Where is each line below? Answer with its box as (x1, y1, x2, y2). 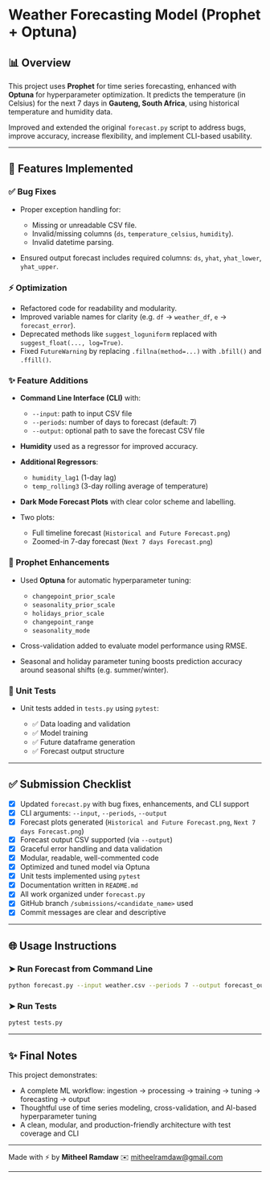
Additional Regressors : (19, 457, 99, 467)
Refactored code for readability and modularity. (19, 303, 177, 313)
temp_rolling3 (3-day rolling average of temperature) (31, 481, 209, 491)
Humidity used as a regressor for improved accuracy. (19, 442, 198, 451)
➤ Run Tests (8, 1000, 58, 1012)
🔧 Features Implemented (8, 162, 133, 176)
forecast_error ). (19, 320, 76, 330)
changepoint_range (31, 618, 94, 626)
